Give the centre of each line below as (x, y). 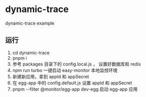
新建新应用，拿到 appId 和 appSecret (51, 76)
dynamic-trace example (30, 23)
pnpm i (20, 58)
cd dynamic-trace (31, 53)
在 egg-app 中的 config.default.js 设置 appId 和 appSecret (72, 83)
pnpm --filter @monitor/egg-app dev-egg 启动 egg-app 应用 (75, 89)
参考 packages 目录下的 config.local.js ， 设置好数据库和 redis (77, 64)
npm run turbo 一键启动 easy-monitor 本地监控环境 (65, 70)
